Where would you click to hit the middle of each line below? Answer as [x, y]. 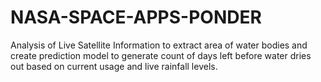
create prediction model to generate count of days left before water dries [161, 55]
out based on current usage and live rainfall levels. [114, 66]
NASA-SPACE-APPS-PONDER [136, 17]
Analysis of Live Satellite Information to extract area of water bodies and [159, 45]
